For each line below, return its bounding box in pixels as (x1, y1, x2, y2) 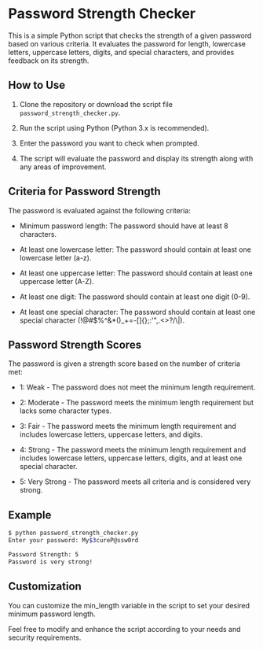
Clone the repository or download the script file (19, 99, 173, 109)
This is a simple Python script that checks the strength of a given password (8, 31, 252, 40)
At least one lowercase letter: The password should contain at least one (19, 245, 251, 254)
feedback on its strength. (8, 56, 89, 65)
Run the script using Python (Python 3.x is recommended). (19, 123, 210, 132)
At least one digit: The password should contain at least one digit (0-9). (19, 292, 250, 301)
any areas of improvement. (19, 162, 107, 172)
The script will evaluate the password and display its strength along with (19, 153, 254, 163)
